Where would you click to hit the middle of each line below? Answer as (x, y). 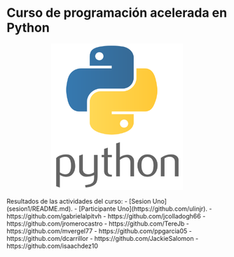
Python (28, 28)
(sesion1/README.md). (40, 209)
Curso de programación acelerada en (117, 13)
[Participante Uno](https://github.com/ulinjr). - (145, 209)
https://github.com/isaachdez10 (53, 246)
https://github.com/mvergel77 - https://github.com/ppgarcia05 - (99, 231)
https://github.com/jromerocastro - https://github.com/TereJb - (98, 224)
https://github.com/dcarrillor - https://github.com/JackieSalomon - (103, 239)
